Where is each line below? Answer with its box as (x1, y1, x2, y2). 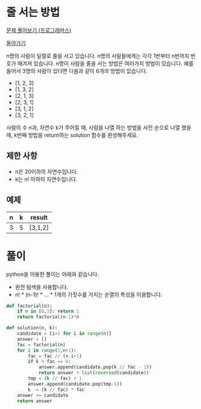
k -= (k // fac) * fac (28, 387, 85, 393)
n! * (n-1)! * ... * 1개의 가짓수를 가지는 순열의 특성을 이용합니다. (14, 291, 162, 298)
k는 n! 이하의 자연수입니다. (14, 176, 78, 183)
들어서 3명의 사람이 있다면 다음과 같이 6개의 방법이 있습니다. (6, 67, 147, 74)
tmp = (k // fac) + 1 (28, 375, 82, 381)
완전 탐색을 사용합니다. (14, 283, 69, 290)
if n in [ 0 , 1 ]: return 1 (17, 308, 79, 314)
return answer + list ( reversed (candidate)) (38, 370, 149, 376)
